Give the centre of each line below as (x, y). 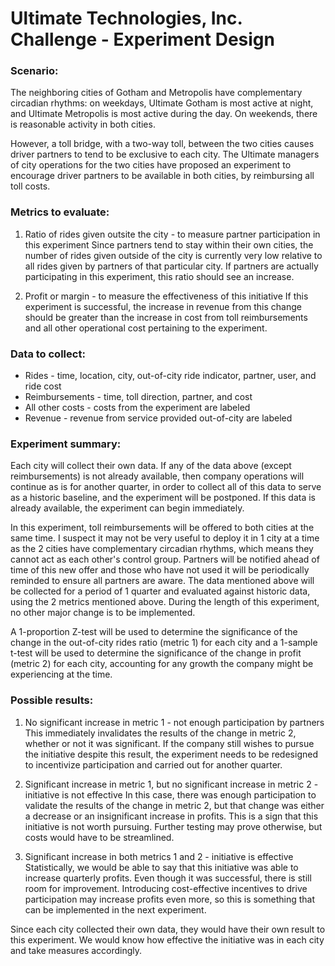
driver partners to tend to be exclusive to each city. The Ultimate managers (165, 154)
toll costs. (30, 186)
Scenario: (34, 71)
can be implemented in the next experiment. (115, 909)
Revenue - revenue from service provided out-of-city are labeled (158, 418)
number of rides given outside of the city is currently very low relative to (173, 255)
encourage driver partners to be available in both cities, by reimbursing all (162, 176)
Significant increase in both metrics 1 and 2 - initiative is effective (159, 856)
